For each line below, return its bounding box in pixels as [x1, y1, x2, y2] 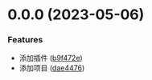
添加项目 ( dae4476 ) [18, 63, 85, 73]
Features [7, 34, 43, 46]
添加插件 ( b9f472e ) [18, 54, 84, 63]
